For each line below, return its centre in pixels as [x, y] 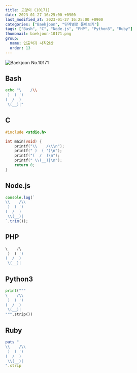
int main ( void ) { [24, 141]
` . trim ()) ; [17, 221]
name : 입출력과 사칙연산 [32, 43]
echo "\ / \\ [21, 90]
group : [12, 39]
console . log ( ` [20, 197]
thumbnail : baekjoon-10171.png [38, 34]
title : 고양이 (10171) [28, 10]
